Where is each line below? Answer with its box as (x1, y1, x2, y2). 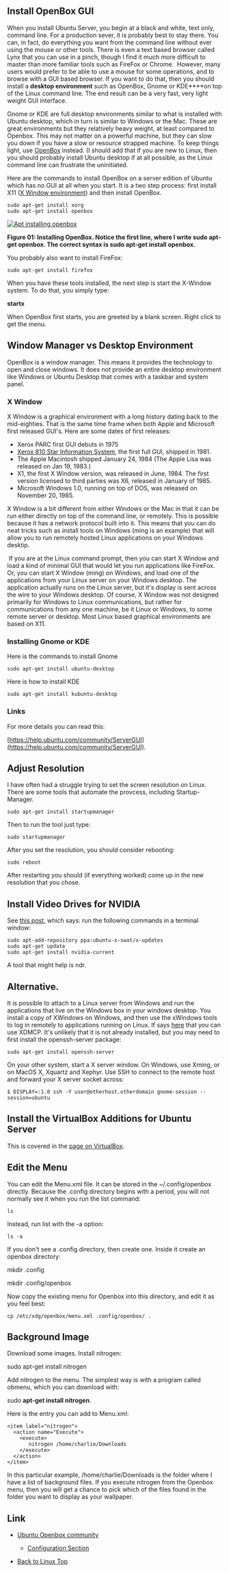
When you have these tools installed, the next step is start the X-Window (7, 279, 212, 287)
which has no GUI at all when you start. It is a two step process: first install (7, 181, 217, 189)
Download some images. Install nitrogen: (7, 1349, 122, 1358)
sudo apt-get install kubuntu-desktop (7, 691, 118, 698)
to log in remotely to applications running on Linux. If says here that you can (7, 1021, 221, 1029)
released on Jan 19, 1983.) (16, 462, 91, 470)
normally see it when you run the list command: (7, 1195, 141, 1203)
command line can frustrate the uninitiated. (7, 160, 129, 169)
